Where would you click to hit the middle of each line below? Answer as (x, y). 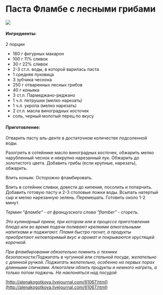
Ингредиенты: (21, 33)
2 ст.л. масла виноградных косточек (51, 111)
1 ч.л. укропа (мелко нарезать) (45, 105)
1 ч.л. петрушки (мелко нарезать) (47, 101)
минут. (12, 203)
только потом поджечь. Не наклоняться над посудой (61, 273)
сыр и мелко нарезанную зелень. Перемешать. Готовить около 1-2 (76, 198)
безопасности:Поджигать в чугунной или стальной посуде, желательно (81, 257)
